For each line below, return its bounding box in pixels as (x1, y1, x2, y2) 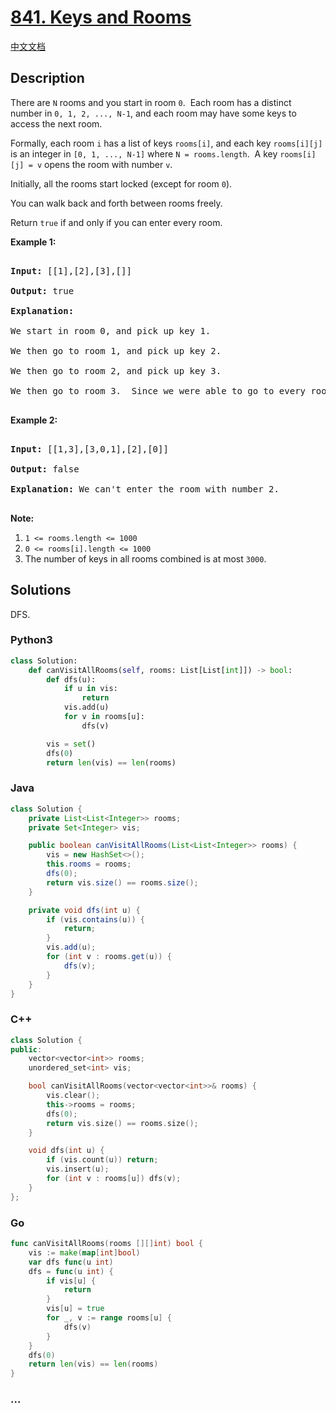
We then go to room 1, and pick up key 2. (10, 345, 222, 356)
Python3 (10, 633, 53, 647)
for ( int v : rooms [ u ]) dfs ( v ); (46, 1174, 182, 1184)
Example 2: (10, 414, 58, 426)
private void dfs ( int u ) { (28, 905, 141, 915)
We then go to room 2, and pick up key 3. (10, 365, 222, 376)
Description (10, 70, 85, 87)
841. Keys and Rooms (10, 6, 192, 29)
